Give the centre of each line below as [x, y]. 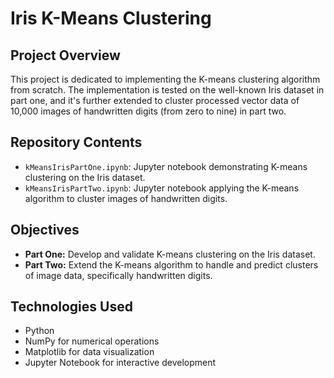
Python [39, 331]
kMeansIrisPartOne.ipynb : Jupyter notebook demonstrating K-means [166, 166]
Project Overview [65, 55]
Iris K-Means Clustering [111, 18]
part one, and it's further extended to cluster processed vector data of [155, 100]
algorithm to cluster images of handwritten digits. [126, 198]
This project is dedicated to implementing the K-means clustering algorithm [165, 79]
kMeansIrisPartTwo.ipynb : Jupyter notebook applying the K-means [162, 188]
